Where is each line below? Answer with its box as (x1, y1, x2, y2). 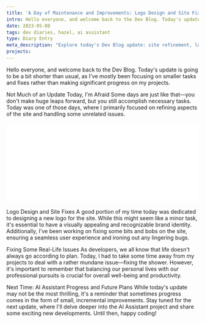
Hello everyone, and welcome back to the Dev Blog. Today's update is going (6, 66, 198, 73)
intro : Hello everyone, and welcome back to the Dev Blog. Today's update (6, 16, 201, 23)
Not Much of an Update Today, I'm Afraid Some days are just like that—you (6, 90, 195, 98)
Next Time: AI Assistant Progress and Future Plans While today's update (6, 283, 188, 291)
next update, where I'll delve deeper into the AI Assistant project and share (6, 303, 194, 310)
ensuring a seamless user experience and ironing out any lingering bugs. (6, 234, 190, 241)
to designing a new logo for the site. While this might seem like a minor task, (6, 214, 198, 222)
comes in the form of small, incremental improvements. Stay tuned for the (6, 296, 192, 303)
